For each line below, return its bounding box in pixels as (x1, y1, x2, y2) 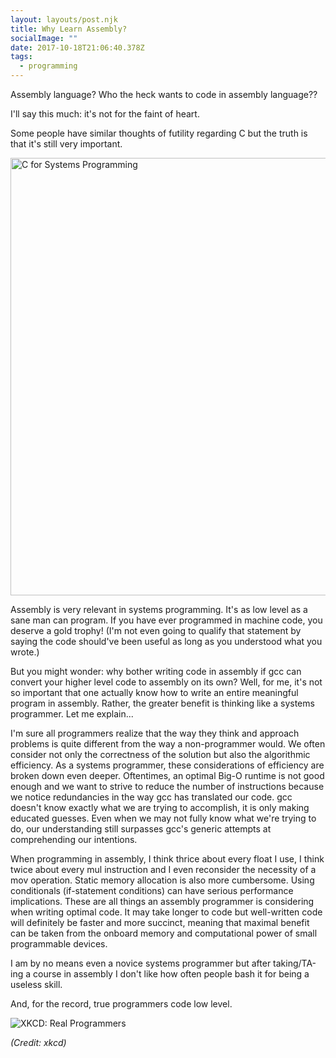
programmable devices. (10, 938, 108, 950)
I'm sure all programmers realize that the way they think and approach (10, 727, 300, 739)
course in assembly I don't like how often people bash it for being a (32, 968, 310, 980)
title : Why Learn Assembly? (10, 24, 128, 34)
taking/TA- (273, 957, 317, 969)
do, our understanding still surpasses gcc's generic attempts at (10, 823, 272, 835)
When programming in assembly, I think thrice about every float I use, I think (10, 853, 325, 865)
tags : (10, 52, 33, 62)
